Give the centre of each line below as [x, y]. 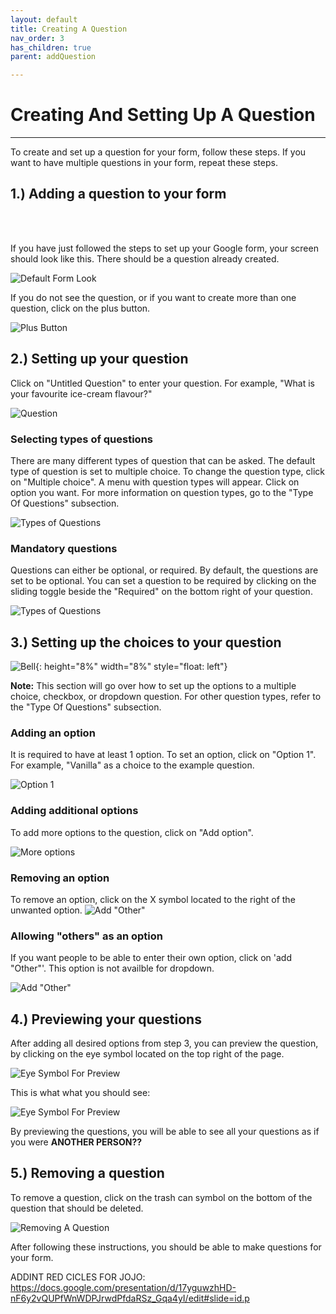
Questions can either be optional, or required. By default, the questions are [164, 570]
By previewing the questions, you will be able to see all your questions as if [165, 1132]
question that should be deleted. [77, 1208]
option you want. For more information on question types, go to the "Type [162, 492]
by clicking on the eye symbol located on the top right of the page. [147, 1054]
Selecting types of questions [82, 439]
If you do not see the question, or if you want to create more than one [153, 297]
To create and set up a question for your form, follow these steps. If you [158, 152]
